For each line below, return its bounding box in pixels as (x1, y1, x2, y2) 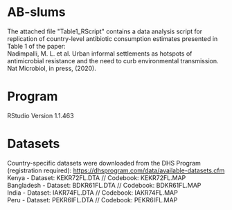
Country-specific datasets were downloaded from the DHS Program (7, 159, 201, 167)
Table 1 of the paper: (7, 42, 66, 50)
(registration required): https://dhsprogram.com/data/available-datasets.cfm (7, 166, 225, 175)
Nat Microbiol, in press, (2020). (7, 64, 97, 72)
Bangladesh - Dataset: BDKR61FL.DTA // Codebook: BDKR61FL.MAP (7, 181, 202, 189)
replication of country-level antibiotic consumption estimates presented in (7, 34, 218, 42)
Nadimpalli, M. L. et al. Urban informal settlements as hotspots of (7, 49, 193, 58)
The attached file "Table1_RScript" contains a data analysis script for (7, 27, 203, 35)
